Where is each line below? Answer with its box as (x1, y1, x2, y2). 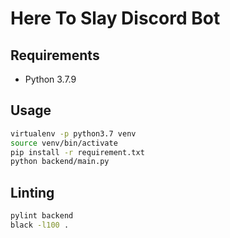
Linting (10, 184, 55, 201)
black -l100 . (10, 220, 70, 230)
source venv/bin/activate (10, 138, 118, 148)
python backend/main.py (10, 157, 110, 167)
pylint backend (10, 211, 74, 221)
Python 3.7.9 (24, 73, 77, 85)
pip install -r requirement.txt (10, 147, 145, 157)
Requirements (10, 47, 100, 64)
